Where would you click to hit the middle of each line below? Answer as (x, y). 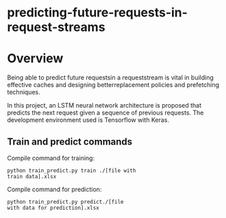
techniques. (24, 92)
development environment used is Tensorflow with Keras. (88, 120)
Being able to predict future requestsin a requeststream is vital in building (111, 77)
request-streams (56, 27)
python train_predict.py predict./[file (66, 202)
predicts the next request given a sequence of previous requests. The (105, 113)
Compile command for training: (51, 158)
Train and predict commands (70, 142)
